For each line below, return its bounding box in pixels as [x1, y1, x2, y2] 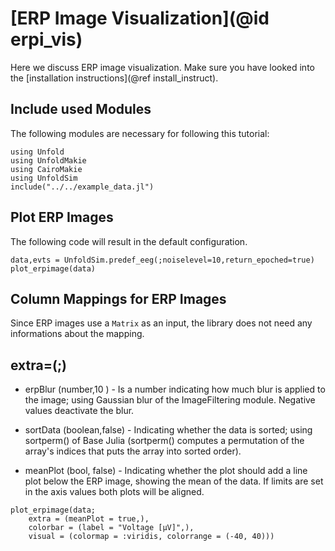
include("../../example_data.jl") [10, 182, 155, 192]
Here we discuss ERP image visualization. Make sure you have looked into [10, 61, 315, 73]
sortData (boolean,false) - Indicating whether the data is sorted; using [24, 424, 313, 436]
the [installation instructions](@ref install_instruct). [10, 72, 219, 84]
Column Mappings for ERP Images [10, 290, 227, 307]
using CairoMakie [10, 164, 83, 174]
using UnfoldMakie [10, 155, 87, 166]
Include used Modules [10, 101, 152, 118]
